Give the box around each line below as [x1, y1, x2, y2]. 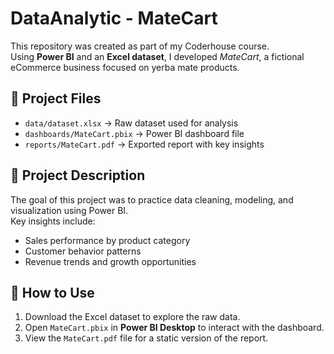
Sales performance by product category [24, 234, 191, 246]
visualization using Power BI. [10, 204, 129, 216]
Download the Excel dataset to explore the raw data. [24, 311, 241, 323]
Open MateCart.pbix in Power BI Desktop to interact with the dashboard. [24, 322, 325, 334]
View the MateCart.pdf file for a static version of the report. [24, 332, 269, 344]
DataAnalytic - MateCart [10, 7, 218, 30]
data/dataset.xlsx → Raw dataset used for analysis [24, 117, 239, 129]
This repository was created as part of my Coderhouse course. [10, 40, 270, 52]
